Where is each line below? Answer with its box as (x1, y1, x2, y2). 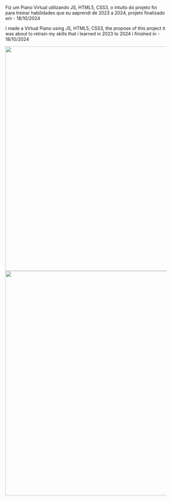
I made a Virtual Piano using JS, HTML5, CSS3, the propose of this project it (5, 25, 165, 31)
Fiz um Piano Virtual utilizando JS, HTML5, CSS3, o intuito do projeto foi (5, 5, 157, 10)
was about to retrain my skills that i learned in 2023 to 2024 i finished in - (5, 31, 160, 36)
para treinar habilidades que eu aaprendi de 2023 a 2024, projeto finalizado (5, 10, 165, 16)
